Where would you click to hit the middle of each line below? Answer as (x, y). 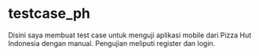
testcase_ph (49, 14)
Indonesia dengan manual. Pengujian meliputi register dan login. (112, 43)
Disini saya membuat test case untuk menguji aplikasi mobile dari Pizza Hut (130, 35)
